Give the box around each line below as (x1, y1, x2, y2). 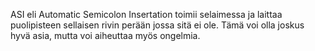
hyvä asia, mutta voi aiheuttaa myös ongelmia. (10, 30, 201, 41)
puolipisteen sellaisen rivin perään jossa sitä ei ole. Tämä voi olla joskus (10, 19, 305, 31)
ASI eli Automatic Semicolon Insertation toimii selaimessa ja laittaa (10, 9, 283, 20)
